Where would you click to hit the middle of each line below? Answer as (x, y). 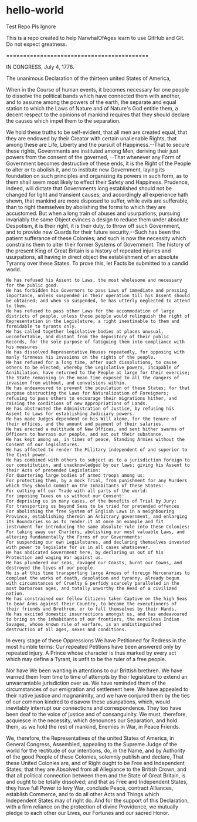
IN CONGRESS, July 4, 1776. (40, 67)
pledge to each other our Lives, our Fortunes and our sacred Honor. (88, 813)
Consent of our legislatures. (43, 444)
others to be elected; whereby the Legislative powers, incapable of (93, 368)
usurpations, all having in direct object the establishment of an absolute (92, 257)
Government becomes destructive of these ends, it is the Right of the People (98, 163)
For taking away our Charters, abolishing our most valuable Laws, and (95, 532)
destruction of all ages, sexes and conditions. (67, 629)
